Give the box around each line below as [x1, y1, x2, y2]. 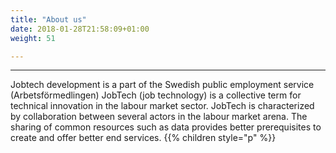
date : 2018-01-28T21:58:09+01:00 [10, 24, 150, 34]
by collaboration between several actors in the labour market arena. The [10, 111, 308, 123]
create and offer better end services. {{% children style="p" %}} [10, 132, 277, 144]
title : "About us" [10, 14, 87, 25]
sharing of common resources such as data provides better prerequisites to [10, 121, 322, 133]
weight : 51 [10, 33, 56, 43]
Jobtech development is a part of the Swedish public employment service [10, 79, 315, 91]
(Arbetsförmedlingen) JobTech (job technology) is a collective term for [10, 89, 302, 101]
